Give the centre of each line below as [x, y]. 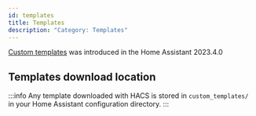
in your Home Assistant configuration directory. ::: [89, 104]
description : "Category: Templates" [68, 30]
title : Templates [37, 23]
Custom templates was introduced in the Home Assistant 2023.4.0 [115, 53]
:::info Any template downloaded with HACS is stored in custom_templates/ [128, 96]
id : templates [31, 15]
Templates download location [82, 76]
